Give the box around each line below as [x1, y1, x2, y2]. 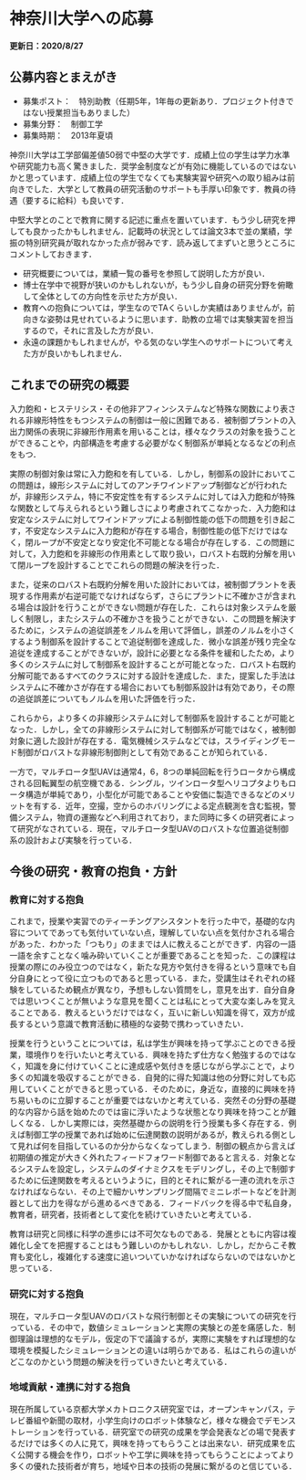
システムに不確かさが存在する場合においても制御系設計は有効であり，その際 [9, 681, 296, 692]
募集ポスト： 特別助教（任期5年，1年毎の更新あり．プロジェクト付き [22, 95, 287, 106]
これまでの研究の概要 [9, 377, 129, 393]
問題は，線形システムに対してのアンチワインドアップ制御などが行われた [16, 479, 288, 490]
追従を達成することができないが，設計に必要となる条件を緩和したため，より [9, 647, 296, 658]
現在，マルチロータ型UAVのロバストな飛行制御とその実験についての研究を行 [9, 1310, 297, 1321]
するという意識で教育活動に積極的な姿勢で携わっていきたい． [16, 1019, 249, 1030]
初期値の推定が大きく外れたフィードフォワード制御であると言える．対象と [9, 1152, 289, 1163]
